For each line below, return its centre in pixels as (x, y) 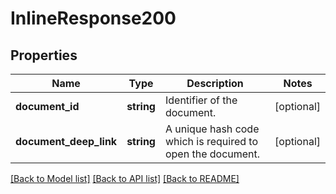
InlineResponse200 (93, 18)
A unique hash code (212, 129)
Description (215, 83)
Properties (44, 55)
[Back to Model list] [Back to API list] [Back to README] (125, 178)
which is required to (211, 141)
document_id (47, 106)
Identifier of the (201, 100)
